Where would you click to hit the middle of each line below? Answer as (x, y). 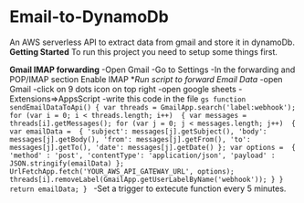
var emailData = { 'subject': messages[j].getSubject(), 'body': (138, 131)
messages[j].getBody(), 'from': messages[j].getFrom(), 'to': (130, 139)
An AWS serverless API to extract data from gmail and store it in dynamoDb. (152, 42)
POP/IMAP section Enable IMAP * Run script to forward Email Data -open (146, 79)
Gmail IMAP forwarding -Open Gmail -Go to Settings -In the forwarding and (152, 69)
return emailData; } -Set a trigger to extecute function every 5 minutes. (148, 188)
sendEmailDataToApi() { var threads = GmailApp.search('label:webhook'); (153, 107)
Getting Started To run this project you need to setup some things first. (144, 51)
